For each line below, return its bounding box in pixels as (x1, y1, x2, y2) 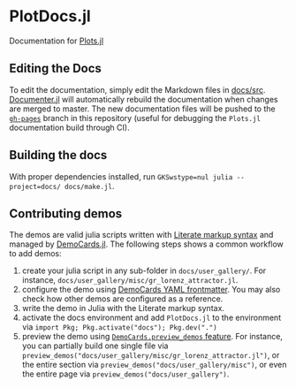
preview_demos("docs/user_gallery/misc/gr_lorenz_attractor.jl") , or (21, 350, 280, 361)
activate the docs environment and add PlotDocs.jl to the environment (21, 312, 281, 323)
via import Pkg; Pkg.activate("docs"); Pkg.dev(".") (21, 322, 218, 332)
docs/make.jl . (65, 180, 115, 191)
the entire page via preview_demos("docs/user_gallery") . (21, 369, 230, 379)
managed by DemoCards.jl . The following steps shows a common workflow (9, 239, 285, 249)
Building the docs (9, 148, 108, 163)
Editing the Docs (9, 61, 102, 76)
